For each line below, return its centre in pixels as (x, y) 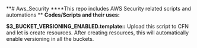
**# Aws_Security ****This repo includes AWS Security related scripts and (99, 9)
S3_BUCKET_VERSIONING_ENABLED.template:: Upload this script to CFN (97, 26)
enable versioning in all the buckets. (50, 39)
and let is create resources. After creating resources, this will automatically (97, 33)
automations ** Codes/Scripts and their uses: (63, 15)
